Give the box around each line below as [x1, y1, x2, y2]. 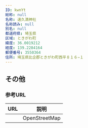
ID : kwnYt [5, 7, 26, 13]
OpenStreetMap [22, 115, 61, 122]
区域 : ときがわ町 [5, 36, 36, 41]
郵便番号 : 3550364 [5, 50, 41, 55]
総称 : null [5, 12, 27, 17]
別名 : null [5, 26, 27, 31]
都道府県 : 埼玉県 [5, 31, 36, 36]
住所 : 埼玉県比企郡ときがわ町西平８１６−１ [5, 54, 84, 60]
